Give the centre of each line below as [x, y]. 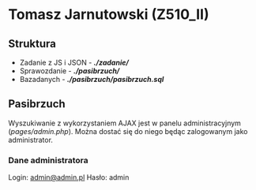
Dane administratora [48, 160]
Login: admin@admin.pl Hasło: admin [69, 177]
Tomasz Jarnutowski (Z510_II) [109, 15]
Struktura [32, 44]
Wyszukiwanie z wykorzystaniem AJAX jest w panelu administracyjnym [124, 123]
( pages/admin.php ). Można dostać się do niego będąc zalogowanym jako [128, 131]
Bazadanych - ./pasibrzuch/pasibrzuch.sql [92, 79]
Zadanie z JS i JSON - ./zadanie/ [74, 62]
